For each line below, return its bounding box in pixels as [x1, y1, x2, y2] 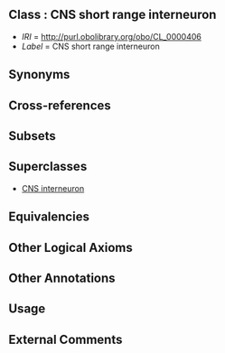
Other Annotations [8, 270, 116, 285]
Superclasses [8, 159, 88, 174]
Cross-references [8, 98, 112, 113]
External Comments [8, 331, 123, 347]
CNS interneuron [21, 182, 85, 193]
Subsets [8, 128, 56, 144]
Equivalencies [8, 209, 89, 225]
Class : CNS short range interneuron [8, 7, 217, 23]
